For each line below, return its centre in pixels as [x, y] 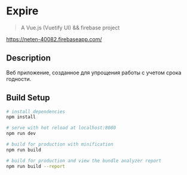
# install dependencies [36, 111]
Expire [22, 11]
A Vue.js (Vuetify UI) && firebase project [70, 28]
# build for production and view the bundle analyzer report [84, 161]
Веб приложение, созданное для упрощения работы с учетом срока [94, 73]
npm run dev [21, 134]
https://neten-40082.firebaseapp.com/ [54, 39]
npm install [21, 117]
